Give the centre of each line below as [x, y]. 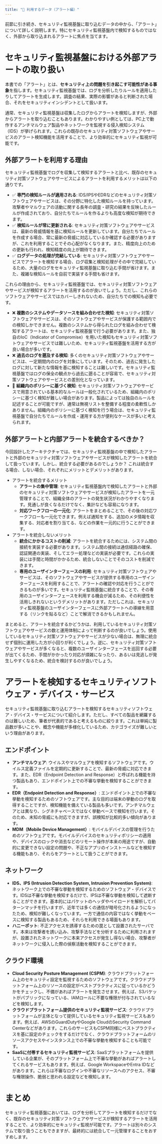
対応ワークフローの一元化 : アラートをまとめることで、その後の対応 [86, 510]
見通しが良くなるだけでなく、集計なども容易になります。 [84, 505]
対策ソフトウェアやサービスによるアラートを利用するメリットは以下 [85, 178]
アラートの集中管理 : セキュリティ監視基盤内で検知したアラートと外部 [88, 486]
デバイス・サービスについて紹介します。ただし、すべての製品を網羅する [85, 715]
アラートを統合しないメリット [42, 535]
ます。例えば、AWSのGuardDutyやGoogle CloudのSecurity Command [81, 1022]
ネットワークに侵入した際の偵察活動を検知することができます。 [75, 944]
